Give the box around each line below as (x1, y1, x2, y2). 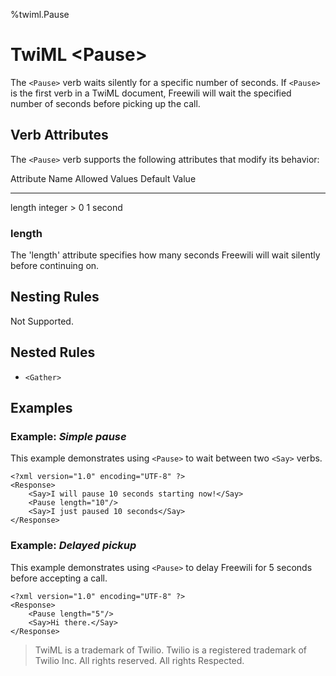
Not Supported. (10, 315, 74, 327)
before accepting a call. (10, 572, 108, 584)
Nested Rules (10, 344, 96, 361)
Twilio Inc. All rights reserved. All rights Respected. (34, 654, 245, 666)
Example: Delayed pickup (10, 539, 137, 553)
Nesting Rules (10, 289, 100, 306)
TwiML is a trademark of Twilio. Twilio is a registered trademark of (34, 644, 307, 656)
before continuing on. (10, 260, 100, 272)
